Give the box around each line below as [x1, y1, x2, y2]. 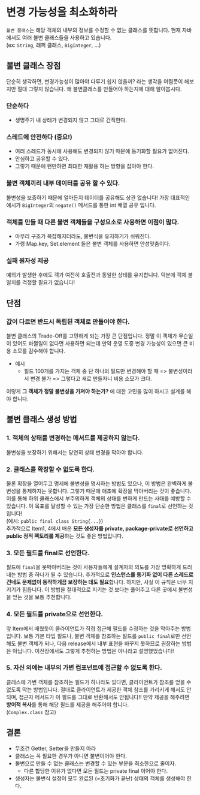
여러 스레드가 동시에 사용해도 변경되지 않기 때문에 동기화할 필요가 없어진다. [14, 147, 190, 155]
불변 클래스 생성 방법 [6, 414, 77, 424]
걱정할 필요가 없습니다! [22, 279, 75, 286]
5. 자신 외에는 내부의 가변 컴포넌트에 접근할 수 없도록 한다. [6, 664, 163, 672]
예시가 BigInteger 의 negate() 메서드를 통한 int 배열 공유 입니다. [6, 201, 156, 209]
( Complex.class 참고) [6, 708, 56, 715]
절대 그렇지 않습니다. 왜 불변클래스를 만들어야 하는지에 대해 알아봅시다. [17, 85, 182, 92]
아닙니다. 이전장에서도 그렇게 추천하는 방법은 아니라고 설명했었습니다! [12, 647, 174, 654]
